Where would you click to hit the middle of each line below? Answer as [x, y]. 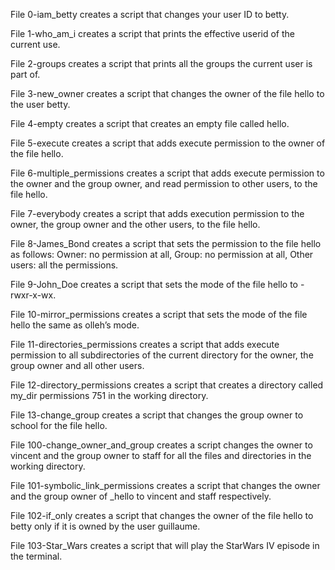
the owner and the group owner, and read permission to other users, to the [164, 183]
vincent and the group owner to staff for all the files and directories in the [161, 455]
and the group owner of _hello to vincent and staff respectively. [141, 496]
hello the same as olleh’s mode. [75, 325]
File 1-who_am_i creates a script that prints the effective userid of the [152, 33]
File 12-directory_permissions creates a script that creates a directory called [167, 385]
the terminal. [36, 556]
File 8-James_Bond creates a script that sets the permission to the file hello [166, 243]
